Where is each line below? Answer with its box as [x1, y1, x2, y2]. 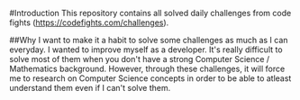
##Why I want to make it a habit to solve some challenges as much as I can [9, 35, 288, 45]
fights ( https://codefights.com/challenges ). [9, 17, 169, 28]
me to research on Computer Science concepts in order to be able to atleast [9, 73, 292, 84]
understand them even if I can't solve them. [9, 83, 171, 93]
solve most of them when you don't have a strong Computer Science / [9, 54, 270, 64]
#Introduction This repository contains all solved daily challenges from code [9, 8, 292, 18]
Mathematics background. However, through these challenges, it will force [9, 63, 286, 74]
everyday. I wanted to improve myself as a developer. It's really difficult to [9, 44, 283, 55]
